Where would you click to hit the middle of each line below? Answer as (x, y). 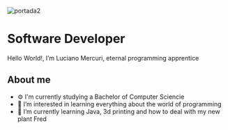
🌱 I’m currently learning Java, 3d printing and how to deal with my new (119, 111)
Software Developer (66, 39)
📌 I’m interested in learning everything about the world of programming (119, 104)
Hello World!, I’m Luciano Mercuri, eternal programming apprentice (103, 58)
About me (29, 80)
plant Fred (32, 119)
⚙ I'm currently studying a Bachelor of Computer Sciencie (101, 97)
